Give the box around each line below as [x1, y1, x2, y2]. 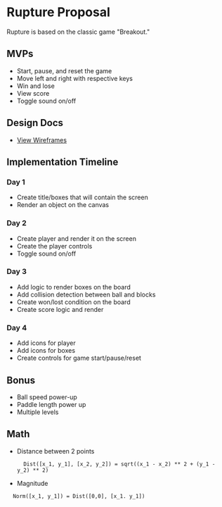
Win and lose [16, 82, 55, 90]
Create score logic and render [16, 305, 104, 313]
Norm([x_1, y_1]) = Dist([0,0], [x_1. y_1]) [13, 492, 145, 500]
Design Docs [6, 117, 64, 129]
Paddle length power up [16, 400, 86, 408]
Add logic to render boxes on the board [16, 282, 131, 291]
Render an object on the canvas [16, 201, 110, 209]
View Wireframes [16, 135, 67, 144]
